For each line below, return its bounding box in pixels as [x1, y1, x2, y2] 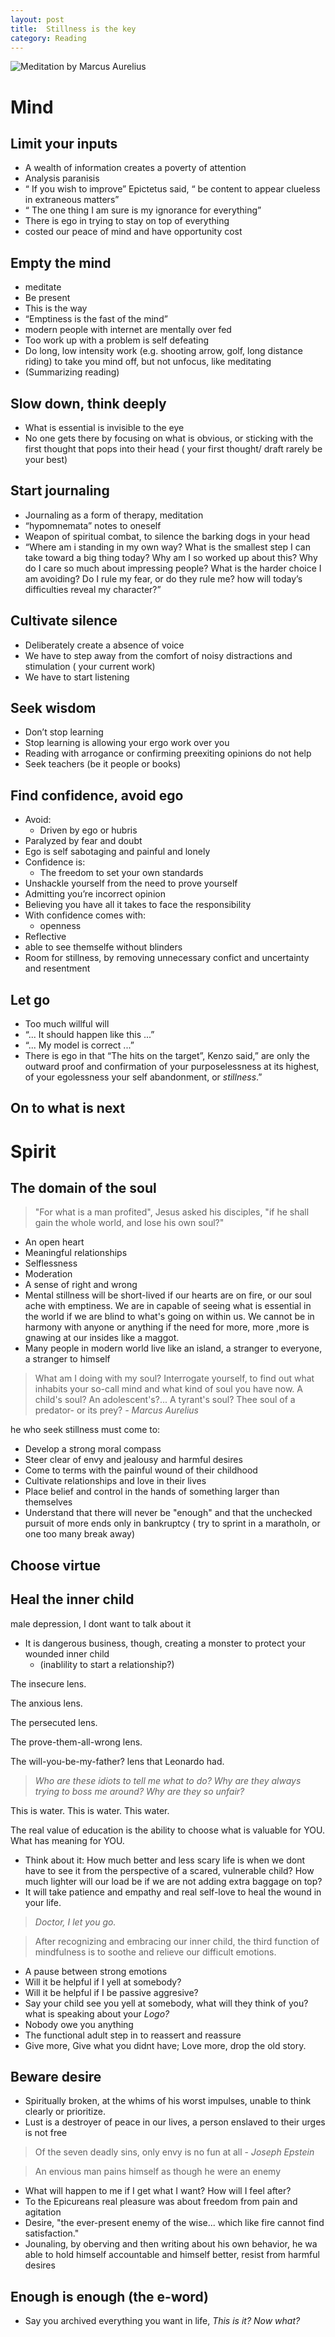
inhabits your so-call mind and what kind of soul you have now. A [34, 1383, 303, 1395]
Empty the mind [10, 254, 112, 271]
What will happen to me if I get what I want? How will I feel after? [24, 2185, 292, 2197]
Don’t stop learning [24, 726, 104, 738]
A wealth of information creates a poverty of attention [24, 162, 247, 174]
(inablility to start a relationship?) [39, 1658, 175, 1670]
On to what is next [10, 1100, 126, 1117]
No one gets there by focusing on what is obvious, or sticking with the [24, 432, 314, 444]
